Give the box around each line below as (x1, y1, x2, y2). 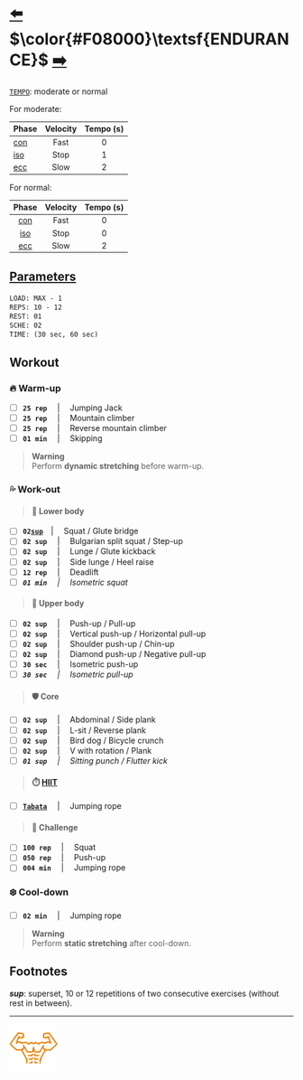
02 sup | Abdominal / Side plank (22, 714, 156, 725)
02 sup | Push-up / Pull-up (22, 617, 136, 629)
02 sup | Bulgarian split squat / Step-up (22, 536, 183, 547)
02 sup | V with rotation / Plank (22, 745, 152, 756)
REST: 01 (9, 312, 42, 322)
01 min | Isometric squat (22, 577, 128, 587)
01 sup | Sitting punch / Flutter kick (22, 755, 169, 765)
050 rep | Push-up (22, 852, 106, 863)
